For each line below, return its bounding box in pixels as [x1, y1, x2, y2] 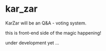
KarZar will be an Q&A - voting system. [5, 20, 87, 26]
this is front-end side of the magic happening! [5, 30, 101, 36]
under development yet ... [5, 39, 60, 46]
